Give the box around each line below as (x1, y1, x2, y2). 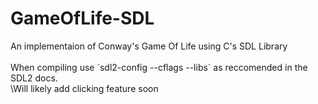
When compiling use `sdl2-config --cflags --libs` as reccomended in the (10, 61, 308, 73)
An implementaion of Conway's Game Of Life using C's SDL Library (10, 40, 288, 52)
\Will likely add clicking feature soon (10, 82, 159, 94)
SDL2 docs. (10, 72, 58, 84)
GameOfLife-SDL (10, 7, 155, 30)
